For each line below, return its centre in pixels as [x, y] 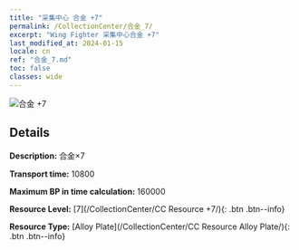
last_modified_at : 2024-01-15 [67, 43]
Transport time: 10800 [52, 174]
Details [29, 133]
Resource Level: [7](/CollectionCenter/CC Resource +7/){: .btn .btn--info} [147, 208]
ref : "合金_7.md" [41, 60]
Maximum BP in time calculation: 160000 [87, 191]
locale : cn [30, 52]
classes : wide [36, 77]
